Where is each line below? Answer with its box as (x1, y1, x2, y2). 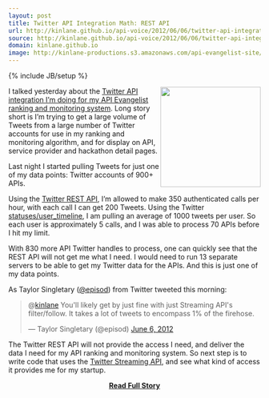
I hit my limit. (8, 228, 50, 237)
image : (8, 49, 30, 57)
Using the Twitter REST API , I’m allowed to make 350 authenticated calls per (8, 194, 259, 203)
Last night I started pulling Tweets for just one (8, 162, 159, 171)
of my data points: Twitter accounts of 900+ (8, 170, 154, 179)
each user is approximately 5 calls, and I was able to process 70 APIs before (8, 219, 260, 229)
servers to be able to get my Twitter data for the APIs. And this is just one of (8, 261, 259, 270)
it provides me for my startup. (8, 365, 106, 375)
